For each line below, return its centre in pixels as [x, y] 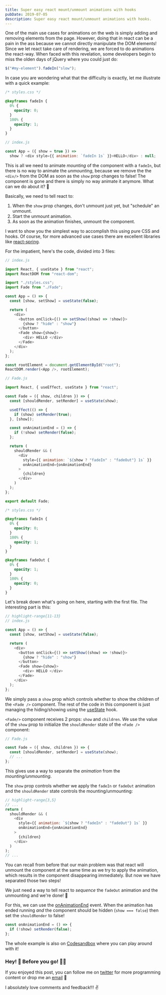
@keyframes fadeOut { [28, 560]
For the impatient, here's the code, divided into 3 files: [60, 251]
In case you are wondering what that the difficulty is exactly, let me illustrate [83, 78]
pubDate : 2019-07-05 [27, 14]
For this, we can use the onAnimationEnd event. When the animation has [79, 905]
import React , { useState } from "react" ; [50, 269]
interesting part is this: [28, 607]
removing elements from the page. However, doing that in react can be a [79, 38]
